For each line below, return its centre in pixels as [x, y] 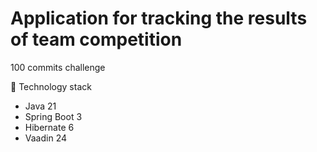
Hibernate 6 [49, 127]
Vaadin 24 [46, 138]
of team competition [96, 39]
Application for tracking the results [159, 18]
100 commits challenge [58, 67]
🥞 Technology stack [51, 86]
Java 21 [40, 106]
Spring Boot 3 [53, 116]
